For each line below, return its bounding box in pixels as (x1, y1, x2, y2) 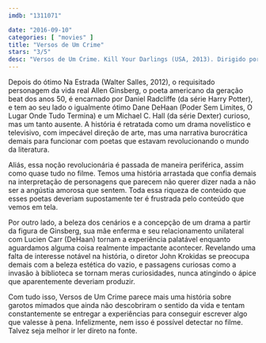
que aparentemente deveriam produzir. (8, 277, 136, 286)
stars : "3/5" (8, 48, 51, 56)
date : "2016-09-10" (8, 25, 73, 34)
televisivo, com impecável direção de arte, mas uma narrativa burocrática (8, 128, 248, 137)
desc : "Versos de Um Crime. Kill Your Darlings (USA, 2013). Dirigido (8, 56, 246, 64)
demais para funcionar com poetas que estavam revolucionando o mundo (8, 137, 249, 145)
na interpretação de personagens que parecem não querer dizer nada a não (8, 177, 256, 187)
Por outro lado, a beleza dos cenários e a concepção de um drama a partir (8, 218, 251, 227)
